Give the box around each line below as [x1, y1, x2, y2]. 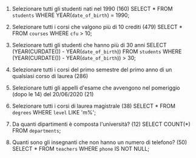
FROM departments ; [12, 127, 61, 134]
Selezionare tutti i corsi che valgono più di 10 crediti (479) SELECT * [12, 24, 183, 30]
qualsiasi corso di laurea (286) [12, 73, 89, 79]
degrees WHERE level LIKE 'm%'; [12, 109, 96, 116]
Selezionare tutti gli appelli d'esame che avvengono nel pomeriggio [12, 84, 180, 91]
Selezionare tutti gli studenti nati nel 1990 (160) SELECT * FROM [12, 5, 173, 12]
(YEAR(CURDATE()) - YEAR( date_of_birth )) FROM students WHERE [12, 48, 182, 55]
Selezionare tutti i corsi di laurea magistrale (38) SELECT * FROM [12, 102, 176, 110]
